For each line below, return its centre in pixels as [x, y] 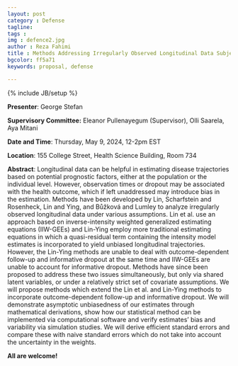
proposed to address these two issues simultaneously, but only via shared [115, 274]
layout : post [27, 14]
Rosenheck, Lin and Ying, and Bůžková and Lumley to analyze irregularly [113, 207]
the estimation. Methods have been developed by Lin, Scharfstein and [109, 199]
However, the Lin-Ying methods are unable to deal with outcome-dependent [118, 251]
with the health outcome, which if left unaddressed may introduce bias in [114, 191]
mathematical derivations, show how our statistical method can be [104, 311]
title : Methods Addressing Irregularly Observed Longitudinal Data [110, 54]
